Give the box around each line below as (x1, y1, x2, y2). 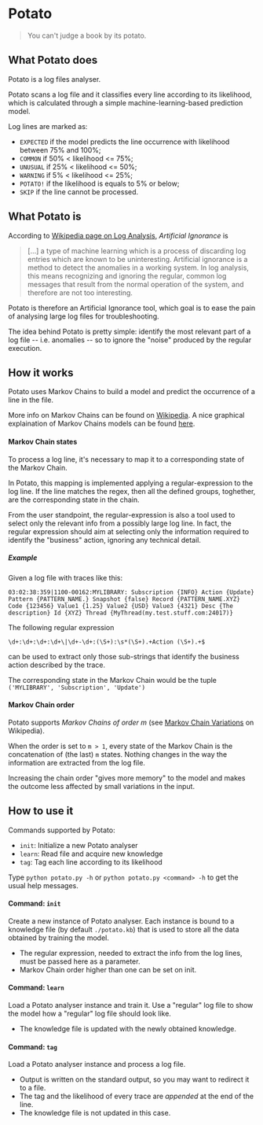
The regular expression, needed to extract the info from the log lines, (19, 948, 243, 957)
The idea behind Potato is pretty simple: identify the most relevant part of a (8, 326, 251, 336)
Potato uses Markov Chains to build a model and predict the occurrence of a (8, 387, 255, 397)
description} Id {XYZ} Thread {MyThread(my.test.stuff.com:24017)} (8, 609, 234, 617)
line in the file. (8, 395, 53, 405)
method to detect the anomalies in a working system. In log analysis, (27, 263, 250, 272)
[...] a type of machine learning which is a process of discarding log (27, 245, 247, 256)
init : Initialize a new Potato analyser (19, 840, 139, 850)
